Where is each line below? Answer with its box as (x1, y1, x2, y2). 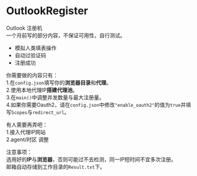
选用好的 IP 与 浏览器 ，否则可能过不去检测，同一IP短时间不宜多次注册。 (6, 155, 176, 163)
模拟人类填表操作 (14, 44, 57, 51)
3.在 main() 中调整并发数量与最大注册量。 (6, 93, 105, 101)
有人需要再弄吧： (6, 121, 48, 128)
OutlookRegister (6, 4, 89, 18)
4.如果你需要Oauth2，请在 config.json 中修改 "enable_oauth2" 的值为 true (6, 101, 181, 108)
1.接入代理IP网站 (6, 128, 46, 135)
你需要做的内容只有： (6, 71, 58, 79)
